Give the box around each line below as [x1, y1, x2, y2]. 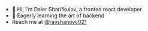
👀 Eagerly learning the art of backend [11, 12, 105, 19]
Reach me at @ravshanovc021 [11, 18, 87, 25]
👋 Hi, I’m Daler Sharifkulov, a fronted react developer [11, 6, 143, 13]
